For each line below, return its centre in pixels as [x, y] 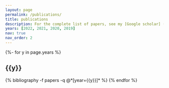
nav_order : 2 [19, 38]
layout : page [19, 10]
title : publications [27, 19]
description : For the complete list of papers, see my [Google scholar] [83, 24]
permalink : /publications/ [33, 15]
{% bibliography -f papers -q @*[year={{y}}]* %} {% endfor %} [71, 80]
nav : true [16, 33]
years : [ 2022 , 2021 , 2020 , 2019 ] [40, 29]
